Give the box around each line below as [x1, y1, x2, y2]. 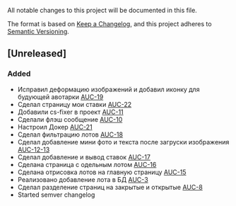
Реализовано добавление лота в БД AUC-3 [17, 175, 148, 183]
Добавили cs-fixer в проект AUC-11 [17, 108, 124, 116]
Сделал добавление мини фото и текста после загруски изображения [17, 137, 230, 146]
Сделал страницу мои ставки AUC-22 [17, 100, 132, 108]
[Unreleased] [7, 47, 67, 59]
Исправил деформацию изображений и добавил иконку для [17, 85, 200, 93]
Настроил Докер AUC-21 [17, 122, 93, 131]
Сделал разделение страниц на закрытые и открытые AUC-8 [17, 183, 203, 191]
